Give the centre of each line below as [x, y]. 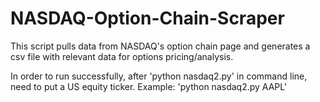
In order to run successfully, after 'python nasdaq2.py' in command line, [159, 76]
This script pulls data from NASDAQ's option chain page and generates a [160, 46]
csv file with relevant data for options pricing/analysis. [122, 56]
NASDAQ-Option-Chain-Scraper [147, 18]
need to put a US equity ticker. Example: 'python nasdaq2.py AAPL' [149, 86]
